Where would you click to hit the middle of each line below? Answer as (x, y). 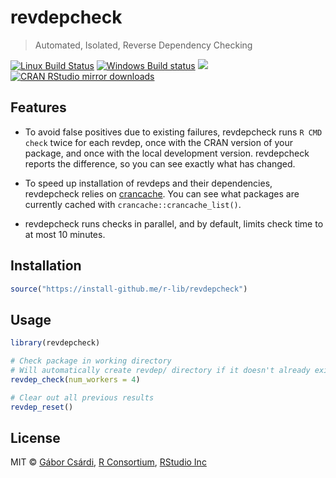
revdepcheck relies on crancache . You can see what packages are (162, 193)
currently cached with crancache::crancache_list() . (133, 204)
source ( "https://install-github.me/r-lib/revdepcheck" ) (129, 289)
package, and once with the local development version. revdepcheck (167, 153)
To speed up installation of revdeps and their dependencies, (148, 183)
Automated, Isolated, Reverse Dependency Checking (143, 45)
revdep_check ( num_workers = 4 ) (75, 379)
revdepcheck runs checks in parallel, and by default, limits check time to (174, 223)
